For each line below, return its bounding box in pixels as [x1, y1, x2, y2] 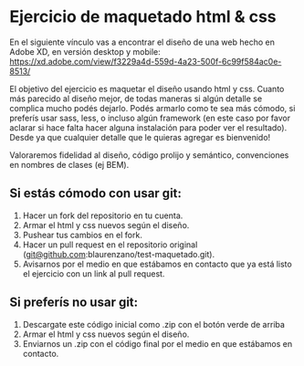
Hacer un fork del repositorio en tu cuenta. [22, 210, 183, 221]
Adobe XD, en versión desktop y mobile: [9, 46, 162, 57]
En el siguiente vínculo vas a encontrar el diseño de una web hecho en [9, 37, 276, 47]
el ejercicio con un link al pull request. [22, 267, 165, 279]
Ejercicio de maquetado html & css [9, 6, 277, 27]
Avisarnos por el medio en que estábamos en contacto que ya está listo [22, 258, 292, 269]
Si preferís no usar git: [9, 295, 139, 310]
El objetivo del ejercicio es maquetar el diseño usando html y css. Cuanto [9, 83, 285, 94]
